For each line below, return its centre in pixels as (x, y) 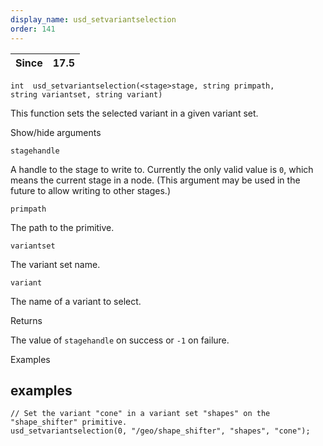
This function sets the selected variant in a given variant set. (134, 113)
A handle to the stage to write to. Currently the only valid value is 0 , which (162, 169)
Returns (26, 320)
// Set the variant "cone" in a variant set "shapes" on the (140, 414)
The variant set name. (55, 264)
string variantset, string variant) (86, 94)
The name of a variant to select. (76, 301)
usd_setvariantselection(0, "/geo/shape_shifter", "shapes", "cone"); (160, 431)
